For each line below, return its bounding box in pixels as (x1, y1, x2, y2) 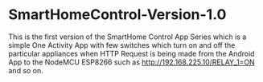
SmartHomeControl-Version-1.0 (8, 6, 227, 24)
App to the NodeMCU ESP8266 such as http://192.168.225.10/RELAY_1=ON (8, 57, 255, 67)
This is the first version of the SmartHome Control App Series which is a (8, 32, 247, 41)
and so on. (8, 65, 44, 75)
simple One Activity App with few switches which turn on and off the (8, 40, 236, 49)
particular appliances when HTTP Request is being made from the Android (8, 49, 255, 58)
